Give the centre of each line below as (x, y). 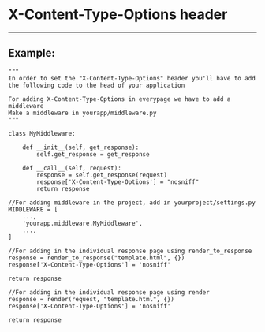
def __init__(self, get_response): (81, 147)
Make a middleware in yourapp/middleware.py (82, 113)
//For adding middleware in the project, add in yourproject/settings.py (132, 203)
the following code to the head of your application (97, 85)
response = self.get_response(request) (102, 175)
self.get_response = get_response (93, 154)
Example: (32, 53)
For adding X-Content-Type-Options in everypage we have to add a (119, 99)
